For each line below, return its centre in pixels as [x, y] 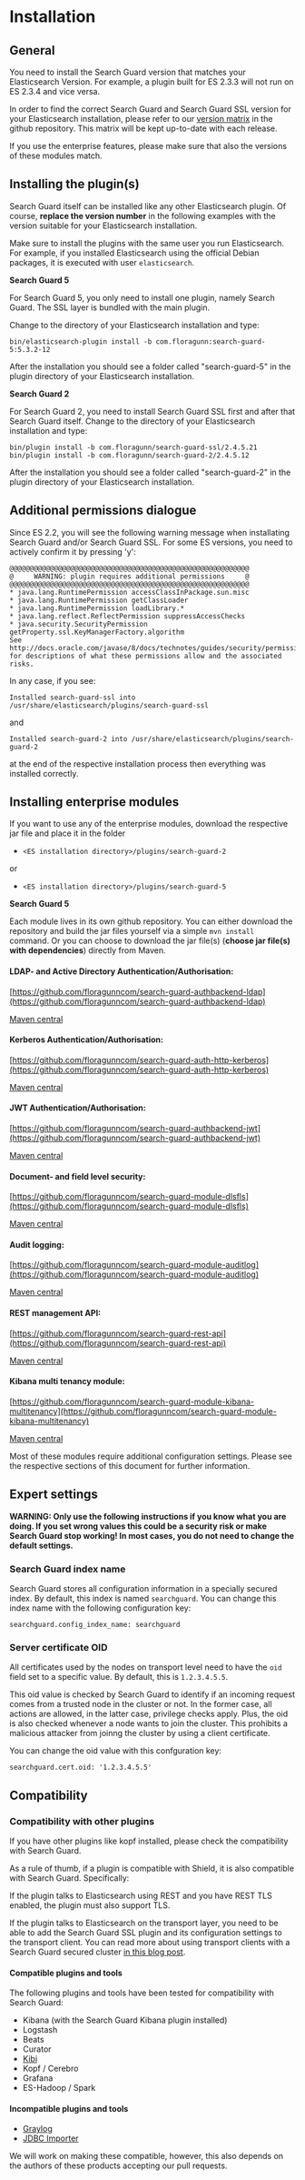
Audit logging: [37, 1244]
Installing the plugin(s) [75, 184]
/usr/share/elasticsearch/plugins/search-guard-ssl [109, 705]
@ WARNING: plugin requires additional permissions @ [129, 576]
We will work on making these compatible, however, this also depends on [147, 2156]
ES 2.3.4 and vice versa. [55, 91]
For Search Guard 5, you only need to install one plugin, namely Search [142, 297]
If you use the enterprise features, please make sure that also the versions [148, 146]
